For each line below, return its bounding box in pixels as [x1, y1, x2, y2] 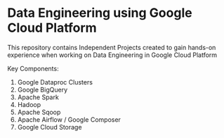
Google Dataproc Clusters [17, 77, 93, 86]
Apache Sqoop [17, 108, 61, 116]
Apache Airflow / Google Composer [17, 115, 121, 124]
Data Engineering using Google [7, 5, 192, 21]
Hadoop [17, 100, 41, 108]
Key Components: [7, 64, 59, 73]
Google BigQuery [17, 85, 68, 94]
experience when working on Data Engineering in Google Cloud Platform [7, 51, 218, 59]
